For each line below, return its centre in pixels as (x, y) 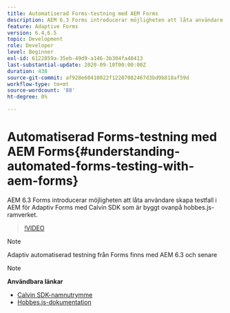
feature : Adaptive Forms (43, 26)
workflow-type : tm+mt (38, 84)
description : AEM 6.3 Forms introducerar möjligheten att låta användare (115, 20)
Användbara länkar (35, 281)
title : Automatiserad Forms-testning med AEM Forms (83, 13)
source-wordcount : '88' (41, 90)
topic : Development (35, 39)
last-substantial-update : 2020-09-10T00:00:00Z (77, 65)
